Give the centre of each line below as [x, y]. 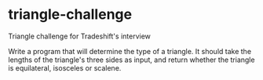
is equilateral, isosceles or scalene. [65, 67]
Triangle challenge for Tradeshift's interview [80, 36]
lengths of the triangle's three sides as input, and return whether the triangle [131, 60]
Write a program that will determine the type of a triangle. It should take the [130, 51]
